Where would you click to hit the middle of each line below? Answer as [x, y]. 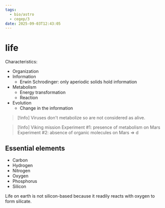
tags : [11, 10]
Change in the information [46, 108]
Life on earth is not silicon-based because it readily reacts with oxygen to [80, 196]
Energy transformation [43, 93]
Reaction [29, 98]
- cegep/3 [20, 19]
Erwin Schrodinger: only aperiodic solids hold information [78, 82]
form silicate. [19, 201]
